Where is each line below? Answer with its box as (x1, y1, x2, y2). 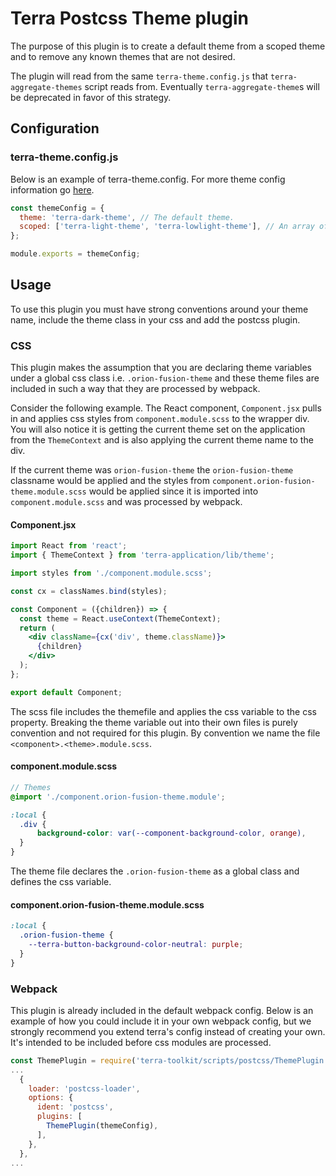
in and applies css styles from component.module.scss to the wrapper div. (10, 413, 310, 425)
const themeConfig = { (10, 203, 105, 213)
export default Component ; (10, 687, 123, 697)
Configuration (10, 120, 100, 137)
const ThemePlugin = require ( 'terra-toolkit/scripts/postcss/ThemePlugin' (10, 1055, 329, 1066)
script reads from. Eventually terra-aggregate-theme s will (84, 80, 320, 92)
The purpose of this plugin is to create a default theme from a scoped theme (10, 40, 326, 52)
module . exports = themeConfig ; (10, 249, 141, 259)
